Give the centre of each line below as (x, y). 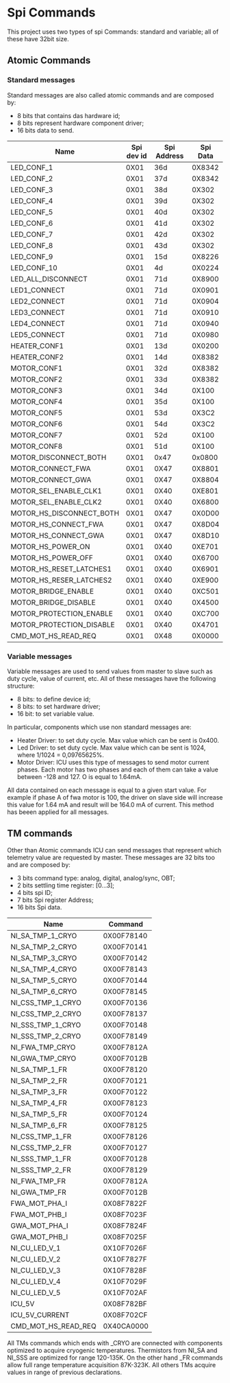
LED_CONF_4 (32, 200)
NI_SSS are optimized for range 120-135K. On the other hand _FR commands (115, 1358)
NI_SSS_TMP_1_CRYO (46, 1025)
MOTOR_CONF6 (37, 423)
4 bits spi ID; (35, 892)
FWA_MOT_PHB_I (39, 1214)
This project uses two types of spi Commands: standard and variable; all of (113, 32)
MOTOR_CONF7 (37, 435)
